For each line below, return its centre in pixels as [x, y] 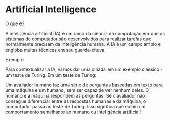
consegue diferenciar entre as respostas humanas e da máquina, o [76, 101]
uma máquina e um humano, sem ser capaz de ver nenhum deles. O [77, 90]
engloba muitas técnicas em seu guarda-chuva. [56, 50]
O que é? [15, 23]
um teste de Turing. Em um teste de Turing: [51, 75]
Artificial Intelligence [51, 9]
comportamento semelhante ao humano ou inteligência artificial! [73, 112]
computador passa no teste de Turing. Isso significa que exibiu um [76, 106]
